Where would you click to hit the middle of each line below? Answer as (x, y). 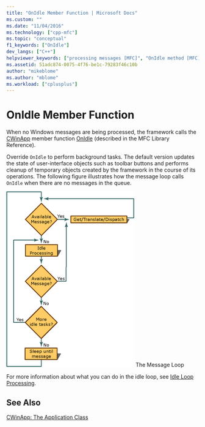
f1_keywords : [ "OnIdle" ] (38, 45)
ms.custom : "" (24, 19)
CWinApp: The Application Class (47, 417)
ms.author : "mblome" (33, 77)
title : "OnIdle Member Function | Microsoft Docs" (72, 13)
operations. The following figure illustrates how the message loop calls (95, 176)
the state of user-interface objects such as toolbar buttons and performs (98, 164)
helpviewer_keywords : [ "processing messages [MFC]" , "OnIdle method (95, 58)
